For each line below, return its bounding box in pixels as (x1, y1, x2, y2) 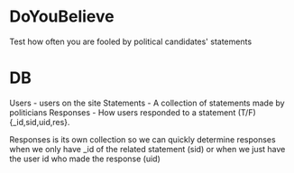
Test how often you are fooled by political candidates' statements (9, 36, 253, 47)
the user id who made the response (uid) (9, 153, 161, 164)
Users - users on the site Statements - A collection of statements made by (9, 97, 286, 108)
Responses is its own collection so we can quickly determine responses (9, 133, 277, 145)
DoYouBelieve (9, 6, 115, 27)
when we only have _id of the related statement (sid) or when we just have (9, 143, 286, 154)
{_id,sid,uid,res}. (9, 116, 70, 127)
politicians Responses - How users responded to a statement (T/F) (9, 106, 257, 118)
